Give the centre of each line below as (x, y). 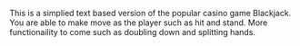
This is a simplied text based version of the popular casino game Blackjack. (150, 13)
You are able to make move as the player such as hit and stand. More (139, 23)
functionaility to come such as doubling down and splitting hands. (133, 32)
